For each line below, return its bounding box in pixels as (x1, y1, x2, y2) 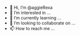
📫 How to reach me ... (9, 26, 55, 31)
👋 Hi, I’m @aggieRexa (9, 5, 53, 10)
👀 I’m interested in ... (9, 10, 51, 16)
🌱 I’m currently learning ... (9, 15, 62, 20)
